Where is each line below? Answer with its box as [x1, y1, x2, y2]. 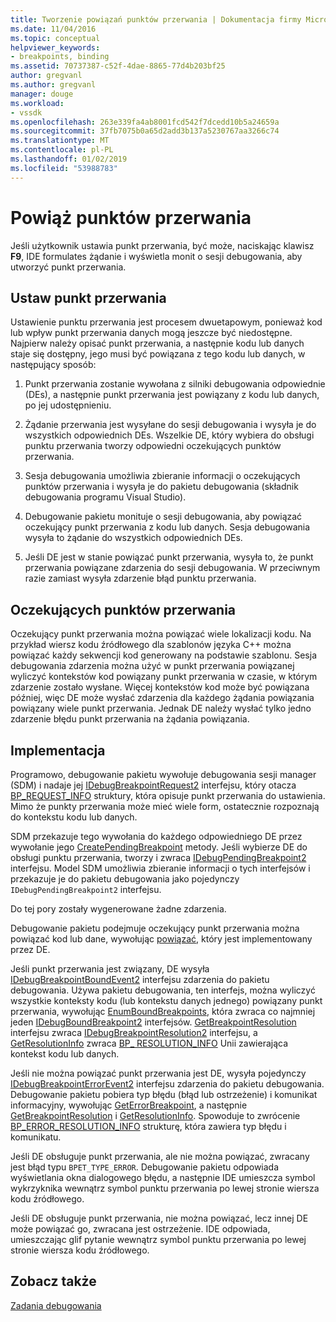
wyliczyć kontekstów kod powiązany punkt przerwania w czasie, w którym [10, 671, 318, 683]
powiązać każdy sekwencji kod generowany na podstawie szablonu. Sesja [10, 649, 317, 661]
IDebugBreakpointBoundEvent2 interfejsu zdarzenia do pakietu [10, 974, 270, 985]
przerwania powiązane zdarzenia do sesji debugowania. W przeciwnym [24, 562, 321, 574]
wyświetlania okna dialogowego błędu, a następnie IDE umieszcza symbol [10, 1172, 316, 1183]
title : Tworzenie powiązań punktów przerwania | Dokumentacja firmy [10, 14, 302, 25]
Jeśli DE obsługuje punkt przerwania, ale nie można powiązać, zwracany [10, 1151, 310, 1162]
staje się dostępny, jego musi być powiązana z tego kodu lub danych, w [10, 348, 306, 360]
